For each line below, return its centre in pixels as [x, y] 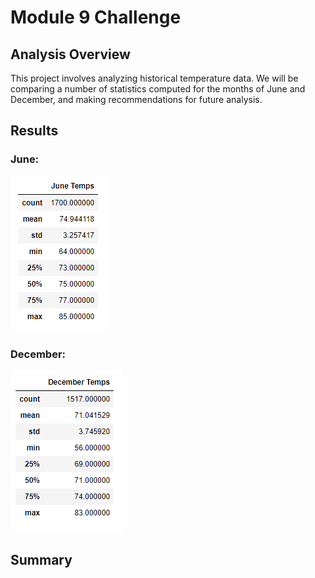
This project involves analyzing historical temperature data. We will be [154, 78]
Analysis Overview [70, 54]
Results [34, 131]
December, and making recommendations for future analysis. [136, 99]
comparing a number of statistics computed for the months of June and [158, 89]
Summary [41, 560]
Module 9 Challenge [96, 17]
